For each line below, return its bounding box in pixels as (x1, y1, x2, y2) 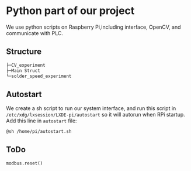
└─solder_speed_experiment (6, 73, 72, 79)
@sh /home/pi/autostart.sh (6, 129, 72, 135)
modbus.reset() (6, 160, 43, 166)
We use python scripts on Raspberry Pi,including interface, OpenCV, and (6, 23, 181, 30)
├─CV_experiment (6, 62, 46, 68)
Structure (6, 47, 42, 57)
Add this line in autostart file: (6, 117, 77, 124)
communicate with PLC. (6, 29, 63, 36)
